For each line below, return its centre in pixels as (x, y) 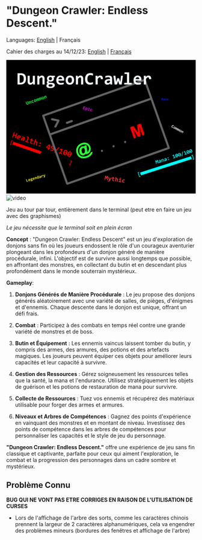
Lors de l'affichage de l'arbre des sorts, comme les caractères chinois (102, 518)
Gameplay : (20, 282)
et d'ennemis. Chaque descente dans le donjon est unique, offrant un (101, 307)
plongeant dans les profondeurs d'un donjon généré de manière (85, 252)
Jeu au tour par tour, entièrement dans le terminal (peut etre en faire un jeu (99, 209)
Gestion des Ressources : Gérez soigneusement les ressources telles (101, 374)
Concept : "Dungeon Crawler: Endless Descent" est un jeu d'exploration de (100, 239)
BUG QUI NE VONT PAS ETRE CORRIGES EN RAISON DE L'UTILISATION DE (100, 500)
